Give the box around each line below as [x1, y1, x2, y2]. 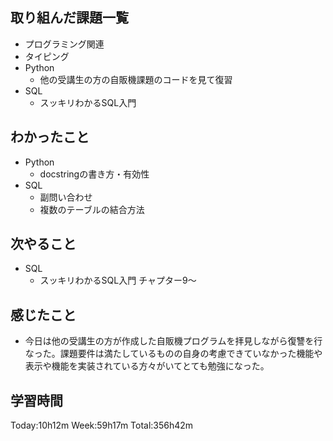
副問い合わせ [39, 191, 93, 203]
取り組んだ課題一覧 [10, 9, 129, 27]
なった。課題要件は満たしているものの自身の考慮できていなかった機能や [24, 348, 323, 360]
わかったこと [10, 129, 90, 146]
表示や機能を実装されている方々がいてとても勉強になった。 [24, 360, 270, 372]
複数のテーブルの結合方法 [39, 203, 145, 215]
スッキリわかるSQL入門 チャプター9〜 [39, 274, 197, 287]
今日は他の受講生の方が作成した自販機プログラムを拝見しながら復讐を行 [24, 335, 323, 347]
